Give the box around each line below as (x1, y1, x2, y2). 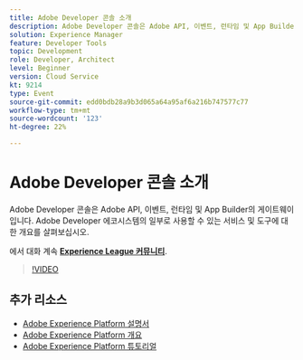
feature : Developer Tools (9, 38, 107, 48)
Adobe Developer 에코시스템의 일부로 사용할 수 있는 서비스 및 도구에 (35, 214, 279, 226)
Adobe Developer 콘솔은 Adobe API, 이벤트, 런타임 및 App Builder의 (9, 204, 256, 214)
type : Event (9, 89, 54, 98)
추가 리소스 (9, 292, 68, 308)
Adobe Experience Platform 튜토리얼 (22, 340, 157, 351)
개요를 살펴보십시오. (18, 226, 90, 237)
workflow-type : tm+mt (9, 106, 91, 115)
